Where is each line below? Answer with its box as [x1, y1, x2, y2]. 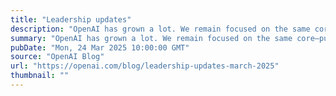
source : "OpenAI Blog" [10, 52, 105, 62]
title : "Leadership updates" [10, 14, 132, 25]
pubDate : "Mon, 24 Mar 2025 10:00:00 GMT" [10, 42, 190, 53]
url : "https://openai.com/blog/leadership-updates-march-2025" [10, 61, 280, 71]
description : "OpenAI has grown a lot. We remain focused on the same [10, 24, 311, 34]
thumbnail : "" [10, 71, 70, 81]
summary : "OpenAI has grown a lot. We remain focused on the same [10, 33, 293, 43]
